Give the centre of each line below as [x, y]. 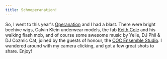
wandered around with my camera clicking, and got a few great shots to [80, 45]
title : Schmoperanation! [31, 10]
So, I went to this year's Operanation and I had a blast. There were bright [80, 24]
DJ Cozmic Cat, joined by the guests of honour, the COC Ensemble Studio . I [83, 40]
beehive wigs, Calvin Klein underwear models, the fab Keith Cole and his [80, 29]
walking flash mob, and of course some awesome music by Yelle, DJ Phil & [83, 35]
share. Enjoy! [19, 51]
